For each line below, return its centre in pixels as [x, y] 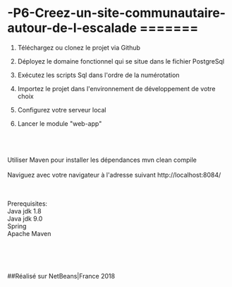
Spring [17, 226]
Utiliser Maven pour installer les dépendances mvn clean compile [102, 160]
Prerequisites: [28, 204]
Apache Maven [29, 233]
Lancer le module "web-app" [60, 123]
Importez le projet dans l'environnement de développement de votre [116, 88]
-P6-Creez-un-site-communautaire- [116, 13]
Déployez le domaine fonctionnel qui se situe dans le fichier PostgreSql [121, 61]
